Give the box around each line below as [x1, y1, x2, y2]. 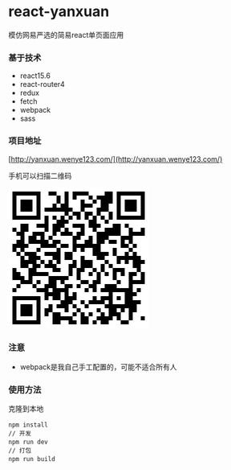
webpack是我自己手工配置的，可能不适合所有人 [19, 361, 177, 372]
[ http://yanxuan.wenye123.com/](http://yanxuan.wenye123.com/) [8, 154, 223, 163]
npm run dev [8, 438, 48, 446]
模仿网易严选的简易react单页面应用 [8, 30, 124, 39]
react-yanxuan [8, 2, 110, 21]
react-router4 [19, 80, 66, 89]
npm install [8, 421, 48, 429]
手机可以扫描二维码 [8, 171, 72, 180]
